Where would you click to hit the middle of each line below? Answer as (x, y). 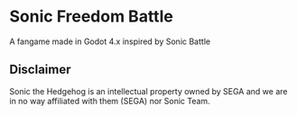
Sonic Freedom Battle (91, 17)
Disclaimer (40, 70)
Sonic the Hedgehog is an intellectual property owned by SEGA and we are (148, 91)
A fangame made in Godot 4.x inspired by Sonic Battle (110, 41)
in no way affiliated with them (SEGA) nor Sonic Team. (110, 101)
